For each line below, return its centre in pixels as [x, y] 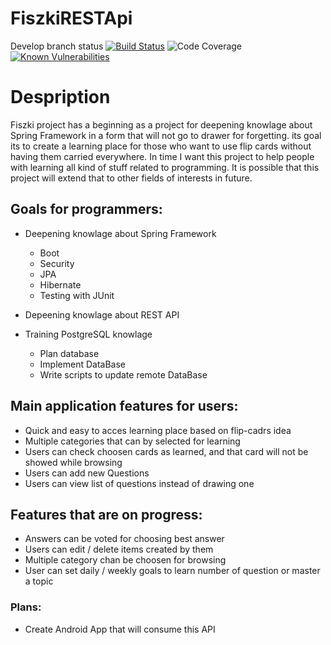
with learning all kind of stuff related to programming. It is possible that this [165, 167]
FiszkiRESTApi [71, 18]
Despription [60, 97]
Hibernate [60, 284]
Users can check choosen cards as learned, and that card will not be [166, 451]
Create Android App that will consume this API [120, 629]
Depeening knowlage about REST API [102, 314]
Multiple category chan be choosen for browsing [125, 560]
